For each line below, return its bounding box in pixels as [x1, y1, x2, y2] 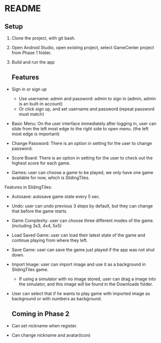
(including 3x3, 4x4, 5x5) [11, 222, 62, 229]
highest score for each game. [11, 160, 71, 166]
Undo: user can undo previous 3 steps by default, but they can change [11, 203, 153, 209]
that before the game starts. [11, 208, 68, 214]
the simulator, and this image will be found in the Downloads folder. [18, 281, 153, 287]
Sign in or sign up [11, 86, 47, 92]
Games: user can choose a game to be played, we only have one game [11, 169, 154, 175]
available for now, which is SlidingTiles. [11, 175, 90, 181]
